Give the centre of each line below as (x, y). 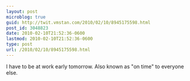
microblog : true (26, 17)
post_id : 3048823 (27, 28)
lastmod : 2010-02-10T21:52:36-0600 (50, 39)
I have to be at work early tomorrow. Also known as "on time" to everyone (95, 66)
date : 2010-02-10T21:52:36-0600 (45, 33)
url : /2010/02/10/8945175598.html (48, 50)
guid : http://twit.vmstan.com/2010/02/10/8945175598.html (78, 22)
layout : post (22, 11)
